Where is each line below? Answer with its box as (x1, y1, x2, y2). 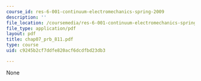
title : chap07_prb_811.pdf (6, 36, 74, 42)
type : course (6, 42, 39, 48)
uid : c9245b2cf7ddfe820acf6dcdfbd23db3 (6, 48, 106, 54)
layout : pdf (6, 31, 36, 37)
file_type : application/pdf (6, 25, 77, 32)
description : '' (6, 14, 47, 20)
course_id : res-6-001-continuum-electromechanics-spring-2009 (6, 8, 165, 15)
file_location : (6, 20, 44, 26)
